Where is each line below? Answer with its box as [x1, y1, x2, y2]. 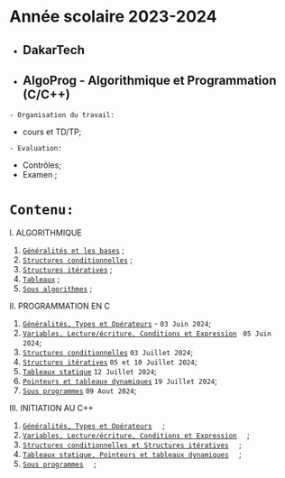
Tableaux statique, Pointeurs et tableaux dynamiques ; [22, 449, 242, 460]
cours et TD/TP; [22, 126, 82, 137]
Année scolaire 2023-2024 [9, 6, 217, 27]
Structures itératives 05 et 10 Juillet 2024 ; [22, 356, 198, 367]
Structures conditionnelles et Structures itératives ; [22, 439, 242, 450]
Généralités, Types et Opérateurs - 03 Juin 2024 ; [22, 318, 212, 329]
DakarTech [22, 42, 86, 58]
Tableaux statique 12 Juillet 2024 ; [22, 366, 158, 377]
